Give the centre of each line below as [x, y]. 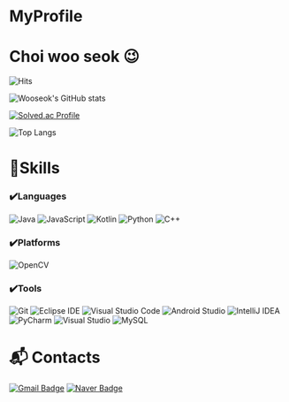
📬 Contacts [55, 357]
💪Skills [34, 168]
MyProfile [46, 16]
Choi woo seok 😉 [74, 57]
